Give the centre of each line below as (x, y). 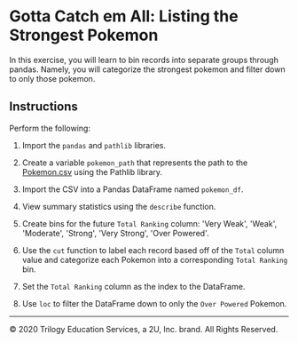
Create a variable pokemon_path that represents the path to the (135, 163)
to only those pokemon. (52, 78)
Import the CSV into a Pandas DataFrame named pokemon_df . (133, 189)
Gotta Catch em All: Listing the (124, 16)
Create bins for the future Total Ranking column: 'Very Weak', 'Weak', (149, 223)
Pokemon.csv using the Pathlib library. (92, 171)
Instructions (43, 107)
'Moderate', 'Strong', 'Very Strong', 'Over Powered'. (115, 233)
